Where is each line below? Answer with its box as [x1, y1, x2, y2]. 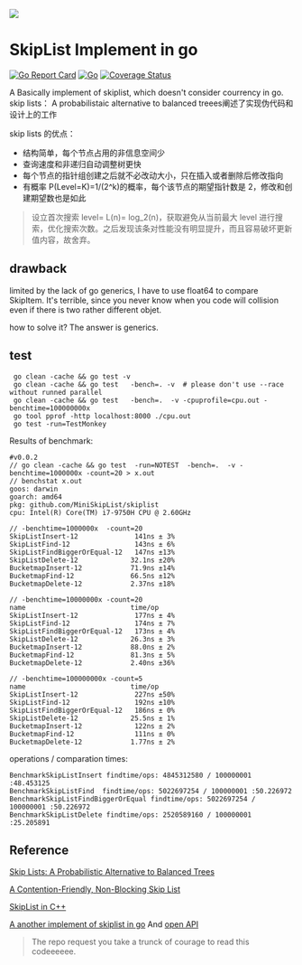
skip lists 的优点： [9, 127, 76, 139]
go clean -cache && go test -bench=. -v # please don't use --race [13, 379, 284, 389]
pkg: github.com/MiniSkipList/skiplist [9, 500, 160, 510]
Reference [9, 842, 69, 857]
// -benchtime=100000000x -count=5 [9, 674, 143, 683]
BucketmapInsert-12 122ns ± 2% [9, 721, 176, 731]
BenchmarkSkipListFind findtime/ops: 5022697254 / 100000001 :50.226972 [9, 786, 293, 795]
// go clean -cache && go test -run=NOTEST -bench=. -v [9, 461, 236, 470]
